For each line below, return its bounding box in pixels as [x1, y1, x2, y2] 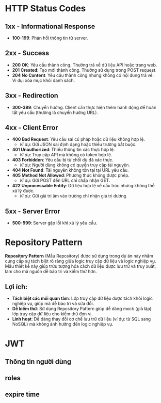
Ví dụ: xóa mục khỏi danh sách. [12, 77, 75, 83]
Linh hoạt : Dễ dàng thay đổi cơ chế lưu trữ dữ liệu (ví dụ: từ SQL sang [12, 316, 151, 322]
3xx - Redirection [5, 92, 58, 100]
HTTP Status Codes [5, 3, 86, 14]
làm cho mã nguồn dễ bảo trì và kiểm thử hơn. [5, 269, 97, 274]
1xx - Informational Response [5, 22, 96, 31]
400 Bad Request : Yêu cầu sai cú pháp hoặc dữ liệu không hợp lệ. [12, 136, 145, 142]
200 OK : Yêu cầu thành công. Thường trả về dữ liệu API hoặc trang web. [12, 62, 157, 68]
